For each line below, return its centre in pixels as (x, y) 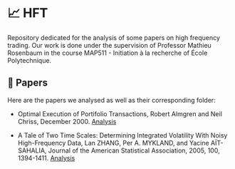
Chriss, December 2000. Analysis (67, 121)
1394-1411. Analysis (46, 158)
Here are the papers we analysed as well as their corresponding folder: (111, 100)
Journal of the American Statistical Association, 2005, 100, (134, 150)
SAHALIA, (32, 150)
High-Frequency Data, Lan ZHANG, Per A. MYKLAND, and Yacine (113, 143)
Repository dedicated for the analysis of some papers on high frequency (114, 37)
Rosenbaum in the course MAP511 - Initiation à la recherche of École (108, 53)
